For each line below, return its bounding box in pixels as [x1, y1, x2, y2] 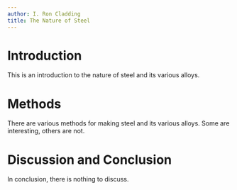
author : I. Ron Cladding [7, 10, 81, 18]
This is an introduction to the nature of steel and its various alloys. [7, 71, 200, 79]
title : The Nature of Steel [7, 17, 91, 24]
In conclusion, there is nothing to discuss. [7, 175, 129, 184]
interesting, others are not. [7, 127, 85, 135]
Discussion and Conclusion [7, 152, 172, 167]
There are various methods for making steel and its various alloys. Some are [7, 119, 230, 128]
